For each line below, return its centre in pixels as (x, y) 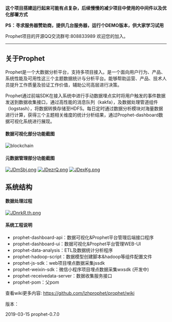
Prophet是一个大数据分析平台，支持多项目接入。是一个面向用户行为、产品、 (85, 72)
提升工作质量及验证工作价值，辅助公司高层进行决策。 (66, 84)
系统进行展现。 (39, 121)
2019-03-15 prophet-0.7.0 (33, 314)
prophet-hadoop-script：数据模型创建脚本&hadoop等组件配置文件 (82, 257)
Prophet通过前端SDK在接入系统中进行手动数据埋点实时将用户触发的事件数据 (85, 95)
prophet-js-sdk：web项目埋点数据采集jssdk (59, 263)
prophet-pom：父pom (36, 282)
